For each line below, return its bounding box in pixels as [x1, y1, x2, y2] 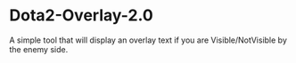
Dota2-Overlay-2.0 [9, 5, 153, 26]
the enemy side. [9, 43, 69, 54]
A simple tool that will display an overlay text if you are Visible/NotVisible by [9, 35, 288, 45]
